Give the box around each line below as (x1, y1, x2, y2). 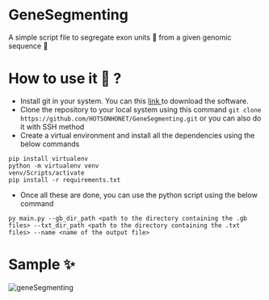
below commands (19, 139, 80, 149)
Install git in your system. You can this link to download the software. (19, 95, 249, 106)
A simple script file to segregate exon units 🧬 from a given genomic (8, 32, 232, 42)
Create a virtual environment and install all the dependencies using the (19, 130, 255, 140)
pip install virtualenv (8, 154, 89, 163)
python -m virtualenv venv (8, 162, 99, 170)
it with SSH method (19, 121, 85, 131)
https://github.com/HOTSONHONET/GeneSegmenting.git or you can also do (19, 113, 262, 123)
